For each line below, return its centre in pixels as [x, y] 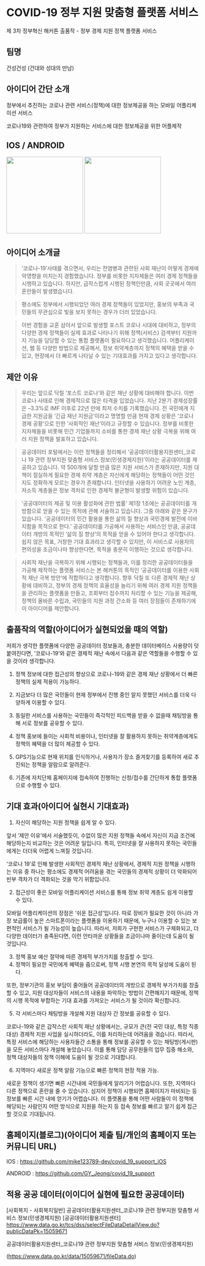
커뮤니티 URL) [32, 1147]
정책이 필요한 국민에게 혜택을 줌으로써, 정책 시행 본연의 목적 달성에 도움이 [102, 964]
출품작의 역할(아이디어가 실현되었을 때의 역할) [87, 630]
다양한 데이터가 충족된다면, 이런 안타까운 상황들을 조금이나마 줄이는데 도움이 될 [100, 936]
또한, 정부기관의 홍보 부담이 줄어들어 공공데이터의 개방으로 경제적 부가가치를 [97, 985]
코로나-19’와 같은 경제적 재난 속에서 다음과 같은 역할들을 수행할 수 [114, 653]
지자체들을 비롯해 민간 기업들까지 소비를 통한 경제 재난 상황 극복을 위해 [105, 431]
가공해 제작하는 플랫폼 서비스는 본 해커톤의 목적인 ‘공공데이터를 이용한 [105, 570]
